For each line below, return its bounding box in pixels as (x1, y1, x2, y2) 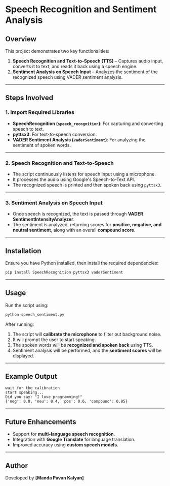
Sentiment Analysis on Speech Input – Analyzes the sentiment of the (12, 69, 158, 75)
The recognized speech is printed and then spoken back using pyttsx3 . (12, 181, 162, 188)
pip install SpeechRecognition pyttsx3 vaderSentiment (5, 270, 123, 275)
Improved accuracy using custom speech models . (12, 442, 118, 448)
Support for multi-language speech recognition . (12, 431, 115, 437)
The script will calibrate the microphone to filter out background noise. (12, 331, 162, 337)
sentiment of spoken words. (12, 142, 71, 148)
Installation (5, 247, 41, 255)
